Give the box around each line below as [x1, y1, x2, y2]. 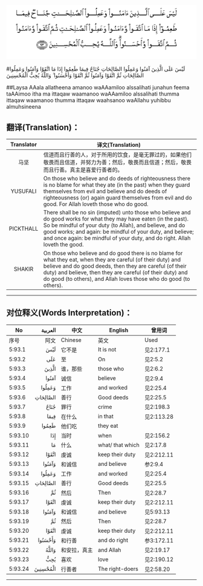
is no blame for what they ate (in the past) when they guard [43, 181, 190, 188]
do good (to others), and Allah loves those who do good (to [43, 275, 190, 282]
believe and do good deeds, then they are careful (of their [43, 262, 187, 269]
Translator [10, 141, 37, 148]
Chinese [60, 336, 82, 344]
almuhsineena [6, 103, 41, 111]
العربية [41, 326, 56, 333]
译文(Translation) [96, 141, 141, 148]
